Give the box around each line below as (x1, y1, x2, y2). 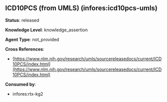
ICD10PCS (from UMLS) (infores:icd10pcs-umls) (5, 4, 158, 12)
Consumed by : (5, 81, 36, 87)
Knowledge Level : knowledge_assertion (5, 27, 88, 33)
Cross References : (5, 46, 45, 52)
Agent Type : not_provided (5, 36, 59, 42)
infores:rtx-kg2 (12, 91, 43, 97)
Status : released (5, 17, 40, 23)
